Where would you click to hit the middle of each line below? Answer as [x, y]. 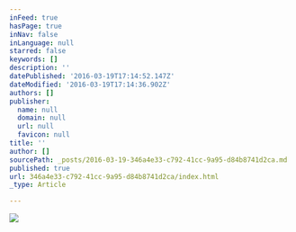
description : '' [40, 68]
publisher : [30, 101]
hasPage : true [36, 26]
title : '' [28, 143]
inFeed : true [34, 18]
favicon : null [44, 135]
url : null [36, 127]
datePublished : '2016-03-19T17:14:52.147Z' [92, 76]
